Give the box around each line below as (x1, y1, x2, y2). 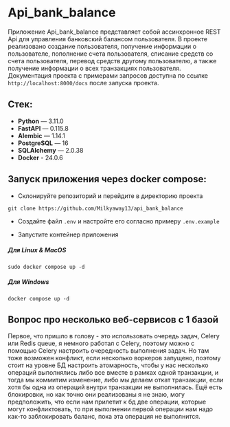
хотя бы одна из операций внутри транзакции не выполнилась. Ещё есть (8, 383, 222, 391)
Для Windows (8, 278, 49, 286)
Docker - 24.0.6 (17, 153, 64, 162)
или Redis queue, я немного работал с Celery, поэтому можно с (8, 339, 195, 348)
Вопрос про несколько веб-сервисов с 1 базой (8, 314, 219, 325)
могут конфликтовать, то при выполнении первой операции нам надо (8, 405, 214, 413)
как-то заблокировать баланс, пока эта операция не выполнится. (8, 413, 201, 421)
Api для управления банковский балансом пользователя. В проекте (8, 34, 208, 43)
